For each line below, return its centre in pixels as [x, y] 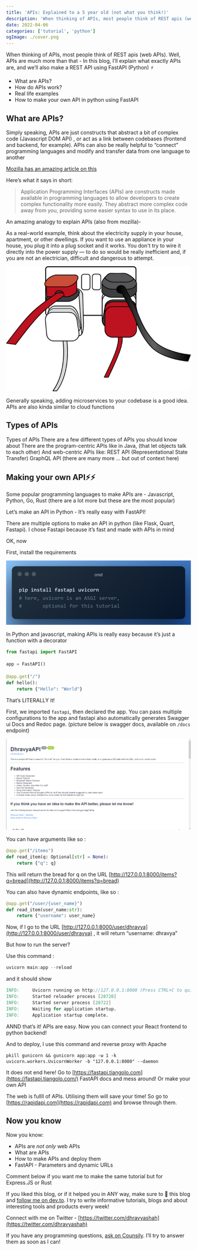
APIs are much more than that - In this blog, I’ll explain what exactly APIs [94, 61]
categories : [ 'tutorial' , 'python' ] [51, 31]
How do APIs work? [38, 88]
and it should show [29, 979]
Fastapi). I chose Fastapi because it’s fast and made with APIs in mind [90, 530]
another [16, 157]
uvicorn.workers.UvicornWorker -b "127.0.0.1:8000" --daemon [82, 1061]
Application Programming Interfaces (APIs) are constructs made [98, 192]
